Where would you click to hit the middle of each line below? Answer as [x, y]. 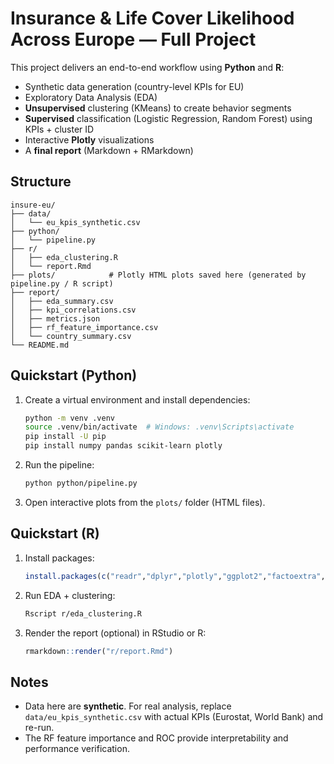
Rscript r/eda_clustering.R [83, 613]
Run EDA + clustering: [70, 595]
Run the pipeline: [59, 465]
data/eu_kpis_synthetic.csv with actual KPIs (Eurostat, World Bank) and [174, 717]
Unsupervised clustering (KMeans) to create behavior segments [158, 108]
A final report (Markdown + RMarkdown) [109, 150]
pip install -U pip [65, 437]
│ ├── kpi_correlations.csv [73, 310]
